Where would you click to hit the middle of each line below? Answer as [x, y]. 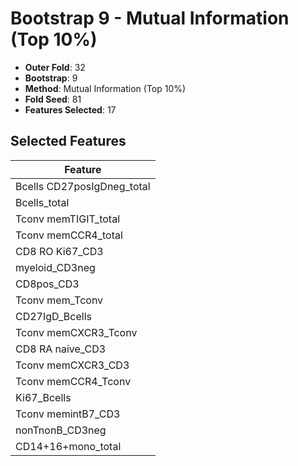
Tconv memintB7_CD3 [68, 414]
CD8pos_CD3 [47, 284]
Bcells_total [42, 202]
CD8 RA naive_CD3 [61, 349]
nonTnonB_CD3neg [61, 430]
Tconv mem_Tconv [59, 300]
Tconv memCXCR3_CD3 [72, 365]
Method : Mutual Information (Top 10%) [105, 88]
